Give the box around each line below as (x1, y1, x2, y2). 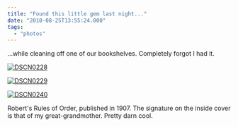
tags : (7, 23, 23, 30)
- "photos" (13, 30, 46, 37)
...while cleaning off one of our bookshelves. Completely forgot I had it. (7, 49, 215, 58)
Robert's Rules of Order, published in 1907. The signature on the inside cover (7, 104, 232, 113)
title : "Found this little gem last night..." (7, 10, 147, 18)
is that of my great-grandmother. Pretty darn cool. (7, 111, 154, 120)
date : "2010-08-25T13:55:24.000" (7, 17, 106, 24)
